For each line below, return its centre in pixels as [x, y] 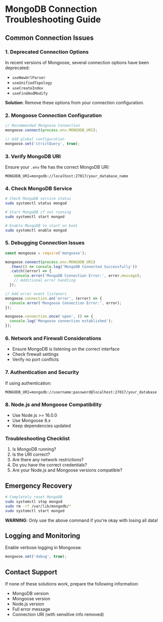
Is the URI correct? [31, 454]
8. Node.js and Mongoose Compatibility [54, 404]
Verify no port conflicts [35, 360]
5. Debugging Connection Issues [45, 243]
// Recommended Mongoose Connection [42, 126]
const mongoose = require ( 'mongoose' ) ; [46, 253]
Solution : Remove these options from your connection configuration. [75, 103]
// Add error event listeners [36, 294]
